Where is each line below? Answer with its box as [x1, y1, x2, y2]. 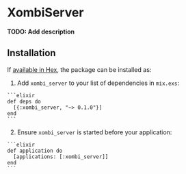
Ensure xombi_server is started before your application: [16, 128, 172, 136]
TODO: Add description [7, 27, 75, 36]
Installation [7, 47, 56, 59]
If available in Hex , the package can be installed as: [7, 65, 152, 73]
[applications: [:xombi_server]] [13, 153, 109, 160]
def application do [7, 147, 63, 154]
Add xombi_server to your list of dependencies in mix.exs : [16, 79, 180, 87]
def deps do [7, 98, 41, 105]
